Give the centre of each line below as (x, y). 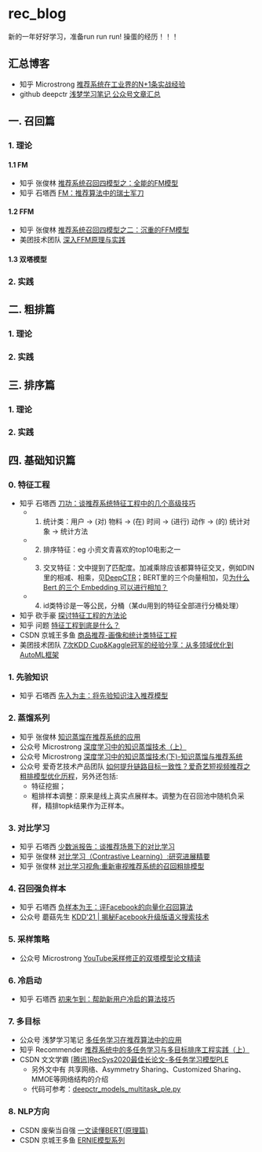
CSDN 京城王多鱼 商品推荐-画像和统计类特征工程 (98, 635)
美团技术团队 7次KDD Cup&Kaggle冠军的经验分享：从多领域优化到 (126, 645)
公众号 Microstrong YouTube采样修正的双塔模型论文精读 (110, 958)
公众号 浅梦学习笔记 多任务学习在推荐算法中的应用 (100, 1040)
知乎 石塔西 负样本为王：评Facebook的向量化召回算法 (106, 907)
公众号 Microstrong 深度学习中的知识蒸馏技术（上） (103, 746)
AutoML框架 (39, 655)
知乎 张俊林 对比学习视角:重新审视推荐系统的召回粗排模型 (112, 866)
